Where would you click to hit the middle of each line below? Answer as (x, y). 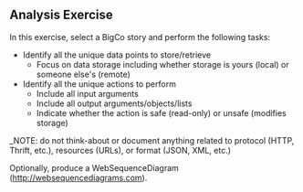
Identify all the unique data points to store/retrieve (117, 55)
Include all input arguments (87, 93)
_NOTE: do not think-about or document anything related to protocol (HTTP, (152, 140)
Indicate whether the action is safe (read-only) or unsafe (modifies (161, 112)
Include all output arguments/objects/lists (114, 103)
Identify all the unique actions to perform (99, 84)
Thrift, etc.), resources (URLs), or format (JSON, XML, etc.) (120, 150)
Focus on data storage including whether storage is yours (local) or (162, 64)
